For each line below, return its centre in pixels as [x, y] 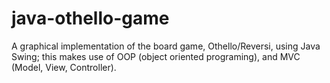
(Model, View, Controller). [64, 67]
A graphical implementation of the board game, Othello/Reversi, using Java [166, 46]
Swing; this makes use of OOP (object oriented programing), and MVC [156, 56]
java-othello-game [90, 18]
